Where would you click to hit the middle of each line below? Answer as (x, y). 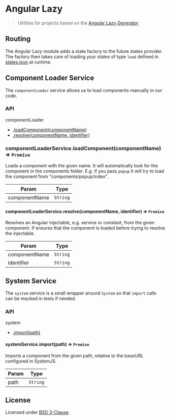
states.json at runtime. (28, 62)
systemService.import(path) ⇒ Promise (47, 344)
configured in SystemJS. (31, 361)
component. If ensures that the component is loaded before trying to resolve (85, 228)
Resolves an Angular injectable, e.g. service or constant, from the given (80, 223)
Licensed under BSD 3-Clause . (38, 412)
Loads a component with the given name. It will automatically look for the (82, 166)
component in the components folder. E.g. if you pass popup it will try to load (85, 171)
